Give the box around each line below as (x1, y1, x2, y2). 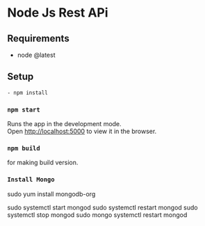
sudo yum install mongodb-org (7, 189, 96, 198)
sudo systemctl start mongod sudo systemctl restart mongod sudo (7, 203, 198, 211)
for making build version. (7, 158, 79, 167)
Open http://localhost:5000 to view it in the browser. (7, 127, 157, 135)
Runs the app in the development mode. (7, 119, 122, 128)
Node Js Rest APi (7, 5, 109, 21)
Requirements (7, 33, 69, 44)
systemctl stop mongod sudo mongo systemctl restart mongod (7, 210, 188, 219)
